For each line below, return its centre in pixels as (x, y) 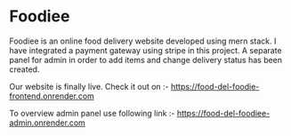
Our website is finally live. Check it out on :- (89, 86)
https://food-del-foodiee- (223, 113)
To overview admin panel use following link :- (92, 113)
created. (24, 69)
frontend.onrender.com (52, 96)
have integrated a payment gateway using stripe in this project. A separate (145, 50)
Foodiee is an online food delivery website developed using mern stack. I (143, 41)
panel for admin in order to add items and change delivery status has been (146, 60)
